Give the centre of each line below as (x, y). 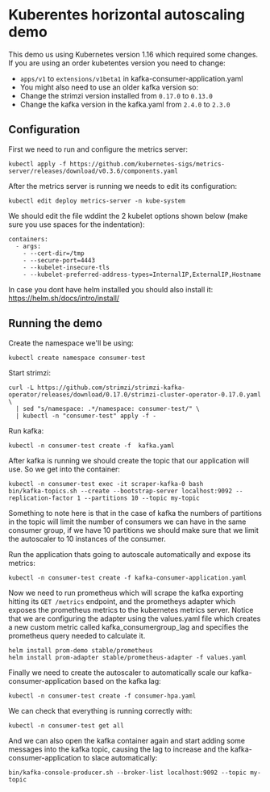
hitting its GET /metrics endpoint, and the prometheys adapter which (122, 601)
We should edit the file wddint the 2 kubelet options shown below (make (128, 216)
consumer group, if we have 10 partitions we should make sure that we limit (134, 530)
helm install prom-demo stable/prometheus (81, 650)
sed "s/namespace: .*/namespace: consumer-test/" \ (111, 409)
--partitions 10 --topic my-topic (142, 498)
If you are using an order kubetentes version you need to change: (117, 63)
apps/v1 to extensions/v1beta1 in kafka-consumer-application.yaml (131, 78)
